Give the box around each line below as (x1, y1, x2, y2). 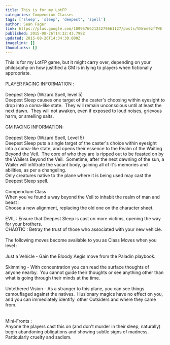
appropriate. (5, 70, 31, 76)
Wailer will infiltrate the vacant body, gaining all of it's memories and (5, 161, 148, 167)
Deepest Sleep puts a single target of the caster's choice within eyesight (5, 140, 157, 146)
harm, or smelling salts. (5, 113, 54, 119)
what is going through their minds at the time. (5, 274, 100, 281)
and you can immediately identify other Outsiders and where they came (5, 296, 156, 302)
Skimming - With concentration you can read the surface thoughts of (5, 264, 150, 270)
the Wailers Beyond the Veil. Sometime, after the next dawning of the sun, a (5, 156, 164, 162)
